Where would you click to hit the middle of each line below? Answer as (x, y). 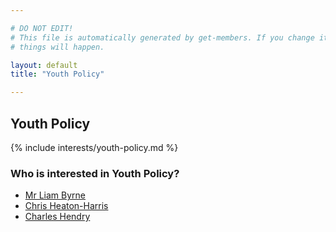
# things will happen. (57, 47)
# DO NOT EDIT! (42, 28)
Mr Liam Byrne (55, 195)
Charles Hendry (57, 217)
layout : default (44, 65)
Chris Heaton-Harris (66, 206)
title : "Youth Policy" (57, 74)
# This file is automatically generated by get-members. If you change (162, 37)
